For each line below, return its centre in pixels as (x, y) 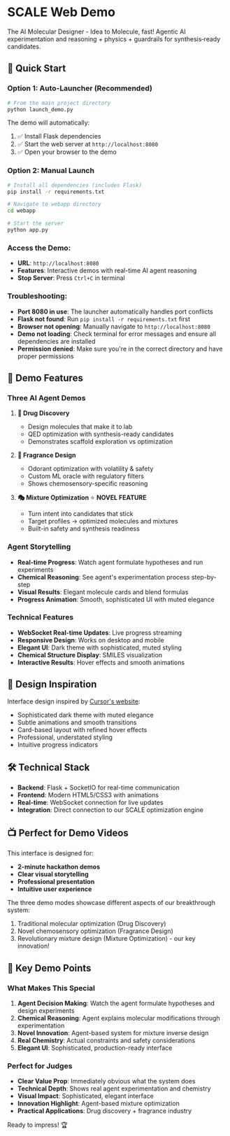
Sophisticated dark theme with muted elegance (85, 715)
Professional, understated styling (65, 737)
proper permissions (45, 356)
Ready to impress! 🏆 (37, 1125)
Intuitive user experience (55, 889)
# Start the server (36, 224)
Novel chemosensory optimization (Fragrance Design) (95, 931)
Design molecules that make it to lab (80, 427)
